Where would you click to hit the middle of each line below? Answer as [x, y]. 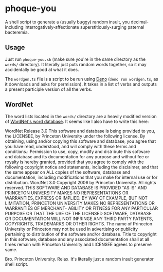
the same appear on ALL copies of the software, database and [68, 172]
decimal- [140, 22]
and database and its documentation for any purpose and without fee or [77, 156]
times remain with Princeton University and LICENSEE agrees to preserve [78, 244]
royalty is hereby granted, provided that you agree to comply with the [75, 162]
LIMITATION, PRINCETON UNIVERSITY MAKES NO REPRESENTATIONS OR [80, 203]
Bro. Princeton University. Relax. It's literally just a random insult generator [80, 259]
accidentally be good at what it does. [42, 69]
